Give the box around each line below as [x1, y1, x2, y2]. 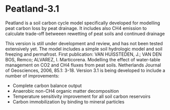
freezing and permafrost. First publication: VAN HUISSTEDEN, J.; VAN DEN [5, 51, 162, 57]
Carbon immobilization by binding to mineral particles [12, 98, 125, 104]
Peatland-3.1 [5, 3, 59, 15]
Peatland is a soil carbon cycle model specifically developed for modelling [5, 20, 160, 26]
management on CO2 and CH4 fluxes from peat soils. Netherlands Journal [5, 62, 161, 68]
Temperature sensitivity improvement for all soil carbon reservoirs [12, 93, 151, 99]
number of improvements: [5, 72, 59, 79]
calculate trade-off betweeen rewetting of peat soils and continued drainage [5, 30, 165, 36]
